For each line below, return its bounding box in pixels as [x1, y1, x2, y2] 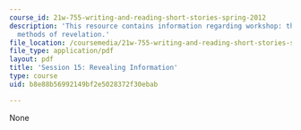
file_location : [9, 38, 66, 48]
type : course [9, 72, 58, 81]
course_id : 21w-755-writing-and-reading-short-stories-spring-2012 [9, 13, 267, 22]
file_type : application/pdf [9, 47, 115, 56]
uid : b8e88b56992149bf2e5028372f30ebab [9, 80, 159, 89]
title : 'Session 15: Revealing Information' [9, 64, 178, 73]
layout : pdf [9, 55, 54, 64]
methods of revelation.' [17, 30, 110, 39]
